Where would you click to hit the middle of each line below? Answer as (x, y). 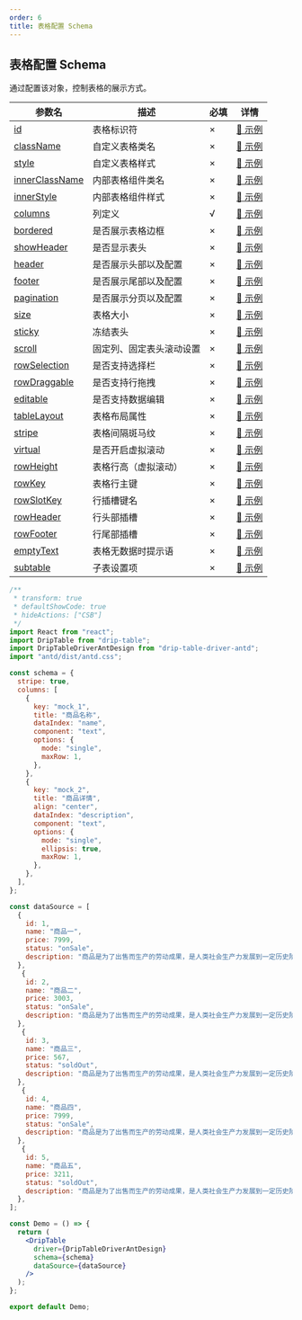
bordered (34, 230)
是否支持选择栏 (124, 366)
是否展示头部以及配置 (137, 264)
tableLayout (39, 416)
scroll (26, 349)
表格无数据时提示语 (133, 551)
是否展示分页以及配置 (137, 299)
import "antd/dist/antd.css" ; (66, 657)
